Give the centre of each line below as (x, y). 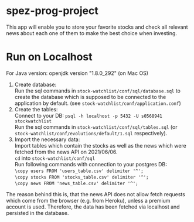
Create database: (35, 84)
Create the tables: (36, 109)
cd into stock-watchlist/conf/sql (55, 158)
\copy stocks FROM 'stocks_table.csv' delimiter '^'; (81, 177)
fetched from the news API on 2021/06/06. (66, 152)
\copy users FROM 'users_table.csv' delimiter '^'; (79, 171)
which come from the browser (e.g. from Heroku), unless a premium (88, 200)
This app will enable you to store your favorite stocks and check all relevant (97, 27)
